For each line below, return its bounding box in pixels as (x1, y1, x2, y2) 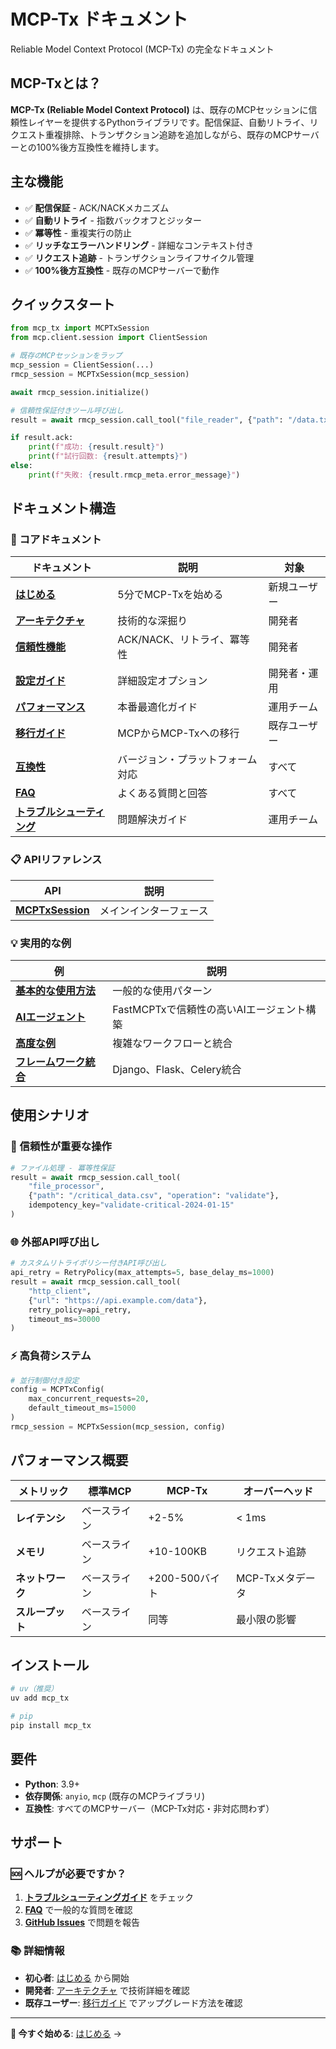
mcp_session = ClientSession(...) (10, 360, 155, 370)
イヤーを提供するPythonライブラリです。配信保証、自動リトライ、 (36, 116, 310, 128)
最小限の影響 (235, 1612, 297, 1626)
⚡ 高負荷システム (10, 1349, 92, 1363)
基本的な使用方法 (15, 984, 97, 998)
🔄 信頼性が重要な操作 (10, 1140, 112, 1154)
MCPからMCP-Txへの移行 (117, 726, 240, 740)
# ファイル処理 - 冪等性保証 (10, 1163, 115, 1173)
